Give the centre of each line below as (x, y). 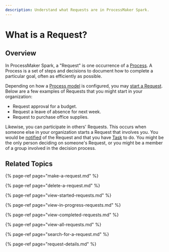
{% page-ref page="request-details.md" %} (51, 244)
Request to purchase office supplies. (51, 117)
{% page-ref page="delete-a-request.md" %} (53, 186)
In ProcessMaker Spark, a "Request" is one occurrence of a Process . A (79, 65)
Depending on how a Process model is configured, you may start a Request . (84, 86)
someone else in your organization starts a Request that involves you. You (82, 132)
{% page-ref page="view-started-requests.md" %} (58, 195)
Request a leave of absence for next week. (57, 112)
